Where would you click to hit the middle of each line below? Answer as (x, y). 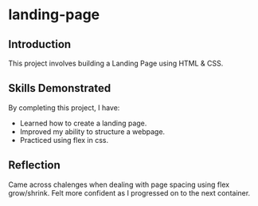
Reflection (35, 165)
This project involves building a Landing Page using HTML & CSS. (116, 63)
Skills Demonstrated (60, 88)
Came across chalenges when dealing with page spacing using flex (119, 184)
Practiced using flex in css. (64, 140)
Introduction (40, 44)
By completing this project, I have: (64, 107)
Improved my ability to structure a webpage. (92, 131)
